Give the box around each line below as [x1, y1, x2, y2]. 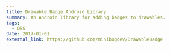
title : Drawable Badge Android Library [6, 8, 107, 15]
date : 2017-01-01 [6, 31, 50, 37]
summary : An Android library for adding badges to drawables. [6, 14, 166, 20]
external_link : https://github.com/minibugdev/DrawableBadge [6, 36, 163, 42]
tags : [6, 20, 20, 26]
